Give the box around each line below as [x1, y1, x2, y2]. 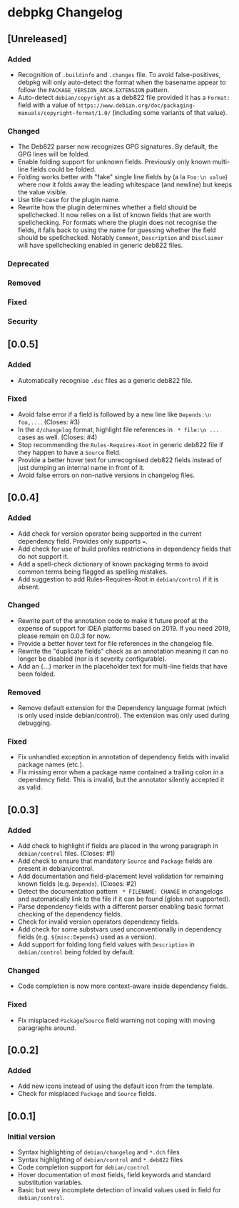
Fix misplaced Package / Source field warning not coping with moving [17, 1016, 215, 1024]
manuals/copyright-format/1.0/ [17, 109, 111, 116]
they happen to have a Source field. [17, 448, 121, 456]
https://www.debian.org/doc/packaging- [77, 101, 196, 109]
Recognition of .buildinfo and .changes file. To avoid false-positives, [17, 70, 221, 79]
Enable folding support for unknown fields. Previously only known [17, 158, 211, 166]
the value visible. [17, 188, 68, 196]
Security [7, 316, 38, 326]
